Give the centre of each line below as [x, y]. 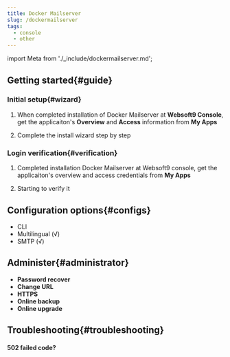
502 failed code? [32, 347]
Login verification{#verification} [62, 153]
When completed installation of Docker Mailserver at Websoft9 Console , [120, 115]
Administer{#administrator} [68, 263]
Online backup [38, 301]
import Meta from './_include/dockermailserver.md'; [80, 58]
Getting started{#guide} [60, 80]
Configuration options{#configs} [79, 210]
